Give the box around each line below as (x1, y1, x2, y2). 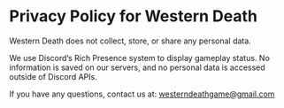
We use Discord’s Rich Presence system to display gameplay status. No (9, 52, 270, 63)
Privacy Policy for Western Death (9, 6, 258, 27)
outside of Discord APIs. (9, 71, 97, 81)
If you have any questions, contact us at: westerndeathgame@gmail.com (9, 89, 275, 99)
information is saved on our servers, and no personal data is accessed (9, 62, 265, 73)
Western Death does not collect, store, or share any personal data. (9, 35, 252, 46)
